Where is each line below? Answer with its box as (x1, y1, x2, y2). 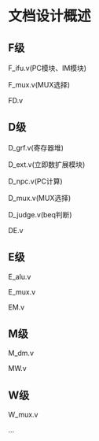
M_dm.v (8, 348, 34, 358)
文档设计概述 (8, 7, 92, 25)
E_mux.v (8, 287, 36, 296)
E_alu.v (8, 272, 31, 281)
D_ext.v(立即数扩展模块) (8, 159, 86, 169)
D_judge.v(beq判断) (8, 209, 72, 219)
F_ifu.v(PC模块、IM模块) (8, 64, 87, 72)
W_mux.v (8, 410, 38, 420)
